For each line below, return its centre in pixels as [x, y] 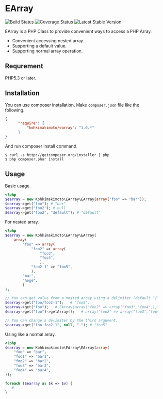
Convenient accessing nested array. [48, 40]
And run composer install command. [41, 146]
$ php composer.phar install [34, 159]
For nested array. [22, 222]
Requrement [24, 66]
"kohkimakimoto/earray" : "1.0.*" [60, 128]
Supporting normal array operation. [47, 51]
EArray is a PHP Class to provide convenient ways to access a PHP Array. [78, 31]
